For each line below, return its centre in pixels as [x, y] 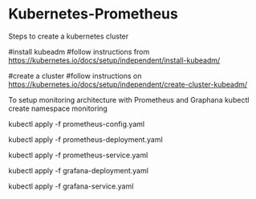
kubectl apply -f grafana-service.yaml [71, 186]
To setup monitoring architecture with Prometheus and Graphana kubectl [129, 99]
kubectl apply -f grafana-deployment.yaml [78, 170]
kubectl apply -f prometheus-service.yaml [78, 155]
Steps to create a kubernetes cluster [69, 36]
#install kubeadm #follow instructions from [79, 51]
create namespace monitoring [58, 108]
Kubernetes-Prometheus [93, 14]
